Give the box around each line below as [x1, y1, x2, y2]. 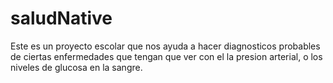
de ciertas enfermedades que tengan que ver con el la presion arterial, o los [10, 50, 323, 62]
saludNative [10, 7, 113, 30]
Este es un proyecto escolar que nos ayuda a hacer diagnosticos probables [10, 40, 321, 52]
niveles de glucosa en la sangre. [10, 61, 143, 73]
